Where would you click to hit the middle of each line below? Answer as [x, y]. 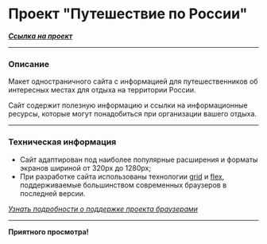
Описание [29, 64]
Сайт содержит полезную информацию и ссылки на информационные [128, 105]
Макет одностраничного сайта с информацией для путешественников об [133, 81]
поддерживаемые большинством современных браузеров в [123, 185]
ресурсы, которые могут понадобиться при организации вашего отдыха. [132, 114]
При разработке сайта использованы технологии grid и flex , [122, 176]
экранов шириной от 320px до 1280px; [85, 167]
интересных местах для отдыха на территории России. [102, 90]
